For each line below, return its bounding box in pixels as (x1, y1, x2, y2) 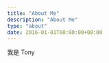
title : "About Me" (7, 9, 60, 17)
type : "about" (7, 22, 48, 29)
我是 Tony (7, 48, 36, 56)
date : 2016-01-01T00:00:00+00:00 (7, 28, 103, 36)
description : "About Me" (7, 16, 78, 23)
